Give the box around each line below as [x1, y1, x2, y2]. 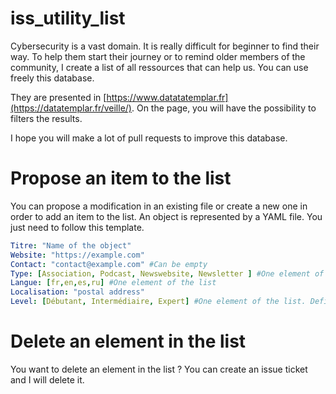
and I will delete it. [10, 373, 85, 386]
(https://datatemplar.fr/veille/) [10, 102, 132, 114]
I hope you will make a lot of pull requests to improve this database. [10, 132, 288, 144]
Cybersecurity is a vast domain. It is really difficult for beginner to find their [10, 40, 320, 52]
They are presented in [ [10, 91, 107, 103]
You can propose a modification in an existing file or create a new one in [10, 200, 308, 212]
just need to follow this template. [10, 221, 145, 233]
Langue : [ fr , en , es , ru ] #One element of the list [10, 278, 217, 288]
